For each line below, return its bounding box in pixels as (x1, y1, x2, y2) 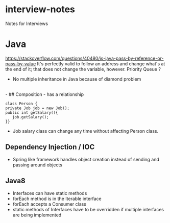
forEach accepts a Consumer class (12, 201, 87, 207)
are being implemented (12, 212, 62, 218)
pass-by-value (5, 60, 36, 67)
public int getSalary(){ (5, 110, 58, 115)
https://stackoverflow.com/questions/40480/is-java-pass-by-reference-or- (5, 55, 164, 61)
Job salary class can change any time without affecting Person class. (12, 128, 159, 134)
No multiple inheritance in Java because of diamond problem (12, 76, 141, 82)
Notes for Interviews (5, 20, 48, 27)
